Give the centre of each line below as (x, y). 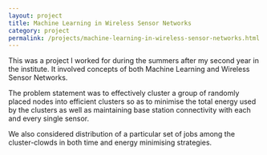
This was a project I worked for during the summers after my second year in (133, 61)
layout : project (35, 16)
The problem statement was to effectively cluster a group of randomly (124, 93)
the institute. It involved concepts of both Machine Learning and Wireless (129, 70)
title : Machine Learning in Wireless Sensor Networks (100, 23)
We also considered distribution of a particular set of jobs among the (121, 134)
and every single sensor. (49, 119)
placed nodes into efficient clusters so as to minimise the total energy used (132, 101)
